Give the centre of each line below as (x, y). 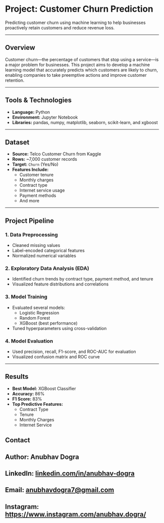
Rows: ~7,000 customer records (44, 159)
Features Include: (30, 170)
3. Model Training (26, 297)
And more (29, 201)
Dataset (17, 142)
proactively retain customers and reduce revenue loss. (60, 27)
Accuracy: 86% (28, 393)
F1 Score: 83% (27, 399)
